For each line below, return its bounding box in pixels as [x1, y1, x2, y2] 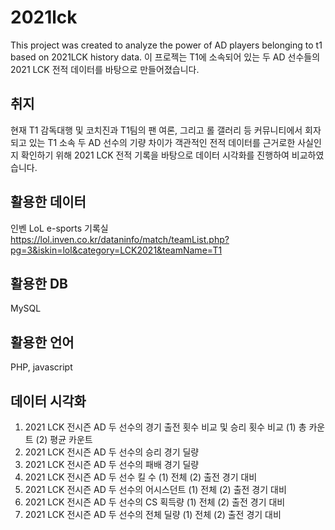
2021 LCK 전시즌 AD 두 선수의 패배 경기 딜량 [24, 459, 200, 470]
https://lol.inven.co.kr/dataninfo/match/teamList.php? [10, 233, 230, 245]
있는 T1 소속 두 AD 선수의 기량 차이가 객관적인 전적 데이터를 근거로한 [28, 136, 296, 148]
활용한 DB [10, 275, 68, 292]
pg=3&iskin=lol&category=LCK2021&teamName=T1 [10, 244, 223, 256]
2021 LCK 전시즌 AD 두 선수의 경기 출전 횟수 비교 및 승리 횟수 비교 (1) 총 [24, 421, 307, 433]
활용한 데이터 [10, 194, 87, 211]
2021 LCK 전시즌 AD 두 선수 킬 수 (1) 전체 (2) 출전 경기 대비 [24, 471, 258, 483]
